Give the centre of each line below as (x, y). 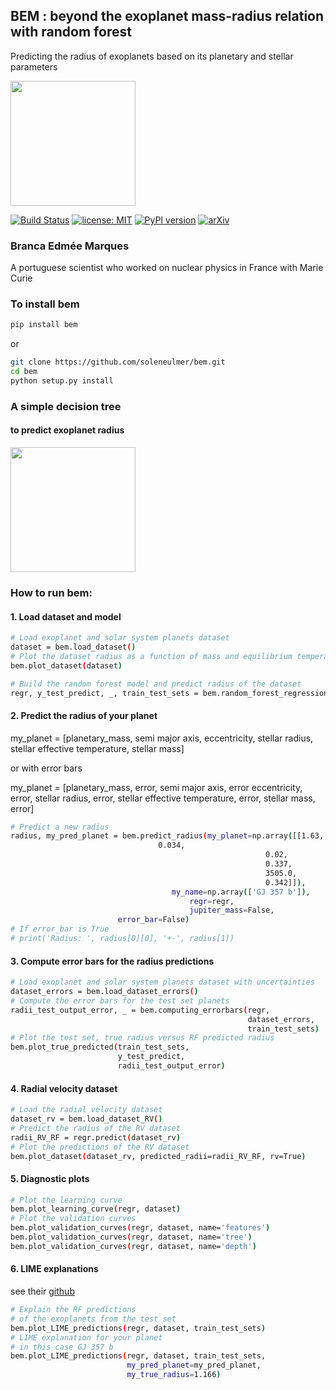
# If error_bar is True (60, 929)
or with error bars (46, 768)
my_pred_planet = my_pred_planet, (194, 1365)
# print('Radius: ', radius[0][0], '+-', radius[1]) (122, 939)
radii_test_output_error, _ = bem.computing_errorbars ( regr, (140, 1010)
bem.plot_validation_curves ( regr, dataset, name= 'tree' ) (131, 1237)
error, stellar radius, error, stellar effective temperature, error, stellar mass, (163, 798)
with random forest (71, 32)
